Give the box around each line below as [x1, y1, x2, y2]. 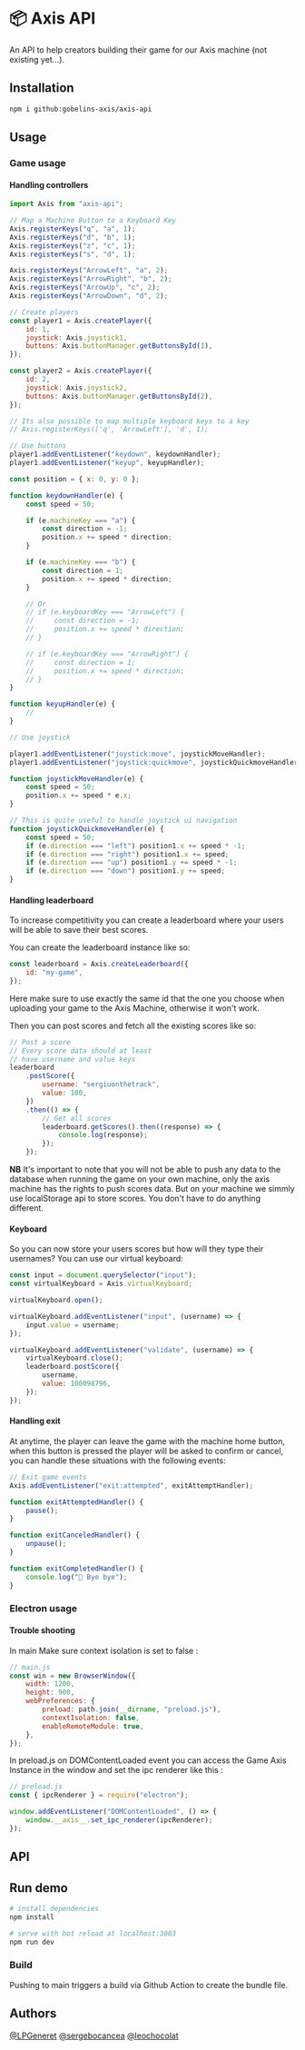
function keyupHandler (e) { [9, 699, 116, 709]
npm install [9, 1912, 54, 1922]
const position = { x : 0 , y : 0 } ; [9, 474, 141, 483]
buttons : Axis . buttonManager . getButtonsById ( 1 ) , [25, 342, 213, 351]
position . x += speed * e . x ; [25, 791, 132, 800]
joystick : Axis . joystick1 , [25, 333, 128, 342]
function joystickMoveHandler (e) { [9, 774, 144, 783]
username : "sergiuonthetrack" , [42, 1080, 161, 1089]
